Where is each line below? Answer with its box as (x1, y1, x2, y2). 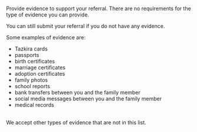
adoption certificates (14, 70, 65, 77)
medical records (14, 101, 55, 108)
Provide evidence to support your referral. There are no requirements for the (6, 5, 191, 12)
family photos (14, 76, 48, 83)
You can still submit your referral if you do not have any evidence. (6, 23, 165, 29)
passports (14, 52, 39, 58)
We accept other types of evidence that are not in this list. (6, 119, 146, 126)
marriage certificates (14, 64, 66, 71)
